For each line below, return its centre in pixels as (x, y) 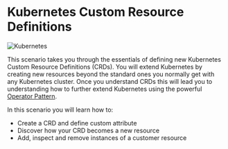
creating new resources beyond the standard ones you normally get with (111, 74)
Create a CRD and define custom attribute (77, 123)
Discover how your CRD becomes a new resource (88, 130)
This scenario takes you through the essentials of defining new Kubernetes (114, 59)
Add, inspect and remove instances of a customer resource (102, 138)
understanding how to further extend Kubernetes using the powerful (105, 89)
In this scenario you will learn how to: (60, 109)
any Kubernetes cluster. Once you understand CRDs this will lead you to (110, 81)
